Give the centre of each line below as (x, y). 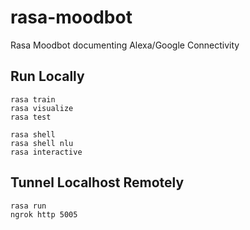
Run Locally (47, 76)
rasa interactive (46, 152)
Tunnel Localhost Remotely (97, 182)
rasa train (33, 99)
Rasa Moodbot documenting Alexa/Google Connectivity (125, 45)
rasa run (28, 206)
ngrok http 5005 (44, 214)
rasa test (31, 117)
